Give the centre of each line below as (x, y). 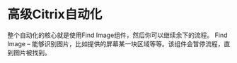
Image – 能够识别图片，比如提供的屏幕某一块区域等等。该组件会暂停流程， (116, 43)
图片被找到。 (32, 52)
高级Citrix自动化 (55, 14)
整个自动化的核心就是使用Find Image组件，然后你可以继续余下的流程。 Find (117, 35)
